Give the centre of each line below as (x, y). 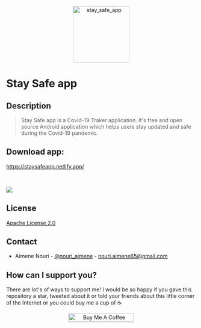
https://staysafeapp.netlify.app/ (45, 166)
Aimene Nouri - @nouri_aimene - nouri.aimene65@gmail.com (91, 256)
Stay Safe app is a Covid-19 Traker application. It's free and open (102, 120)
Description (29, 106)
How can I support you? (52, 275)
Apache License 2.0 (31, 223)
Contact (22, 242)
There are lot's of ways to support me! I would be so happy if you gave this (99, 289)
